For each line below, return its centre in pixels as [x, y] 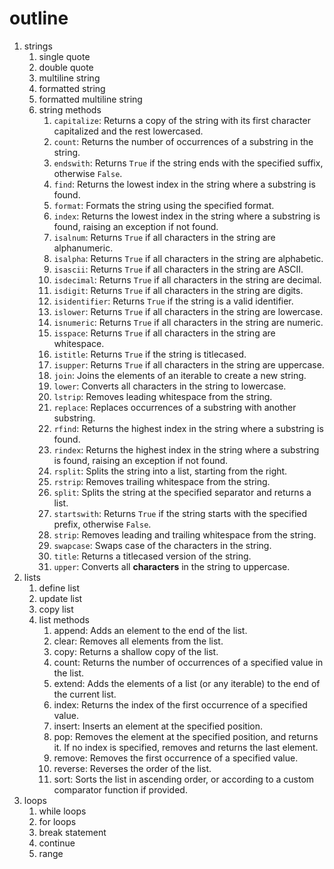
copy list [56, 609]
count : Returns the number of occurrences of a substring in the [183, 141]
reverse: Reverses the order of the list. [132, 768]
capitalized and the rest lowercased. [128, 131]
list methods [64, 619]
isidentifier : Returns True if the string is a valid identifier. [173, 301]
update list [60, 598]
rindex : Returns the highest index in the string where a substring [186, 449]
